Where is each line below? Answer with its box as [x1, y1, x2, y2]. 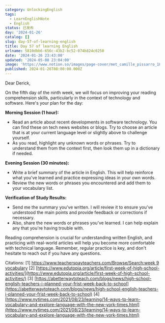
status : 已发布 [5, 26, 34, 30]
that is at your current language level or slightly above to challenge [12, 130, 147, 135]
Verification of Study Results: [5, 195, 67, 201]
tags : [5, 12, 16, 17]
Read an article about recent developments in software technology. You [12, 119, 157, 125]
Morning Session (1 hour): [5, 110, 59, 116]
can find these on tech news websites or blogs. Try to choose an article [12, 124, 157, 130]
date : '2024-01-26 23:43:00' [5, 53, 65, 58]
